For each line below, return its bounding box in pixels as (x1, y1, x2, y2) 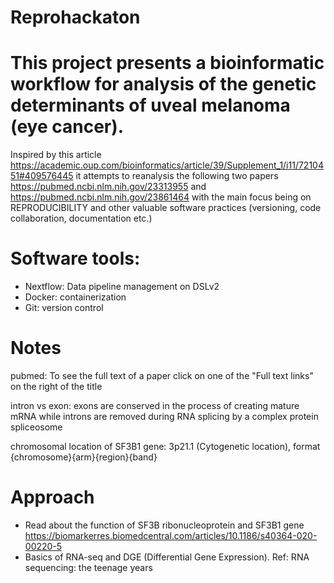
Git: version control (24, 302, 104, 314)
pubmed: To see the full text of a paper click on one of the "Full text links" (10, 370, 314, 381)
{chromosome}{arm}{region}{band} (10, 451, 158, 463)
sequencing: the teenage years (24, 561, 153, 573)
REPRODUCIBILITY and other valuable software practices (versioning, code (10, 202, 322, 214)
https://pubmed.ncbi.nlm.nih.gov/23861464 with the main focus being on (10, 191, 312, 203)
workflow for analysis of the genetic (10, 73, 317, 96)
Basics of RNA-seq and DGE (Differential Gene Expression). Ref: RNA (24, 551, 310, 563)
